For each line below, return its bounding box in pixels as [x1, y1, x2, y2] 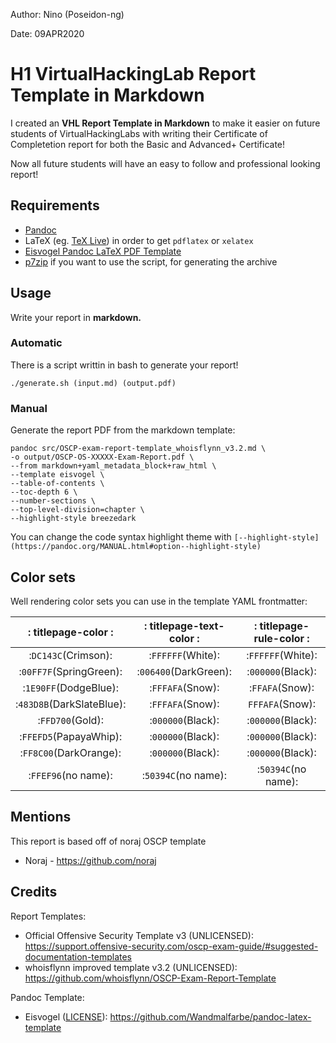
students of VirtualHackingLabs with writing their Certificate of [10, 127, 268, 139]
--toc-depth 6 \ [10, 487, 78, 498]
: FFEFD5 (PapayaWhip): [19, 729, 123, 743]
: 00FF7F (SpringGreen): [18, 664, 123, 678]
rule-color [253, 631, 305, 645]
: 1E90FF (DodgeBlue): [22, 680, 119, 694]
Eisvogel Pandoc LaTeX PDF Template [24, 245, 182, 257]
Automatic [10, 336, 63, 350]
